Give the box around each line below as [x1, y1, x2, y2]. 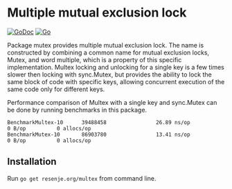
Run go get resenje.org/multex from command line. [7, 174, 157, 182]
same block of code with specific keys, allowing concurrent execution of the [7, 77, 225, 86]
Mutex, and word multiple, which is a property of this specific [7, 55, 182, 63]
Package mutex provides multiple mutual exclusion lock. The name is [7, 41, 204, 49]
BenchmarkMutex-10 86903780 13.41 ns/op [7, 131, 190, 138]
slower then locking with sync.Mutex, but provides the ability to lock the [7, 70, 213, 79]
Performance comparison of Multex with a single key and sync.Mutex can [7, 98, 217, 106]
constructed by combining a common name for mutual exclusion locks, [7, 48, 210, 57]
